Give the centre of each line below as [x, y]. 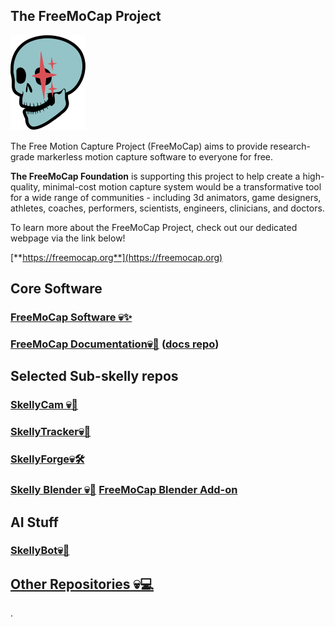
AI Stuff [34, 522]
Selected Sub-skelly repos [94, 376]
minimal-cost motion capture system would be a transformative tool [182, 186]
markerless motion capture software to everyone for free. [155, 156]
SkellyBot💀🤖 [40, 551]
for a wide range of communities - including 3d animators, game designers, [166, 197]
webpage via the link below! [68, 238]
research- [290, 146]
